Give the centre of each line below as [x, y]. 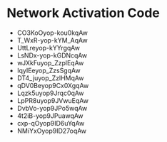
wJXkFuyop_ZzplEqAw [50, 62]
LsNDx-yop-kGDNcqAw [52, 55]
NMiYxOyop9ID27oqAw [52, 131]
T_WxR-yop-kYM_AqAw [52, 40]
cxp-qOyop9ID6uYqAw [51, 123]
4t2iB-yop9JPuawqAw [50, 116]
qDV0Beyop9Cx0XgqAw [53, 85]
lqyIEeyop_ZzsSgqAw [49, 70]
